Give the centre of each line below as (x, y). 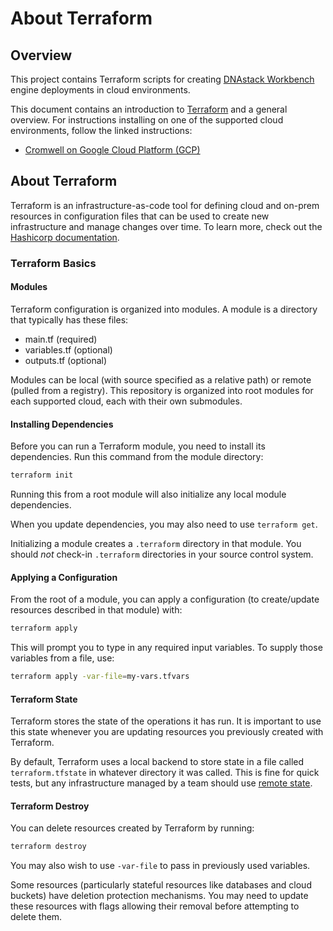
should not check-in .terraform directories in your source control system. (162, 554)
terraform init (42, 475)
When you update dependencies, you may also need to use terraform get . (164, 524)
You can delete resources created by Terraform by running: (132, 828)
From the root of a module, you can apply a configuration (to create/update (165, 599)
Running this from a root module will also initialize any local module (148, 494)
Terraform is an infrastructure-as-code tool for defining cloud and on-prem (165, 205)
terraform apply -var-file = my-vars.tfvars (100, 677)
